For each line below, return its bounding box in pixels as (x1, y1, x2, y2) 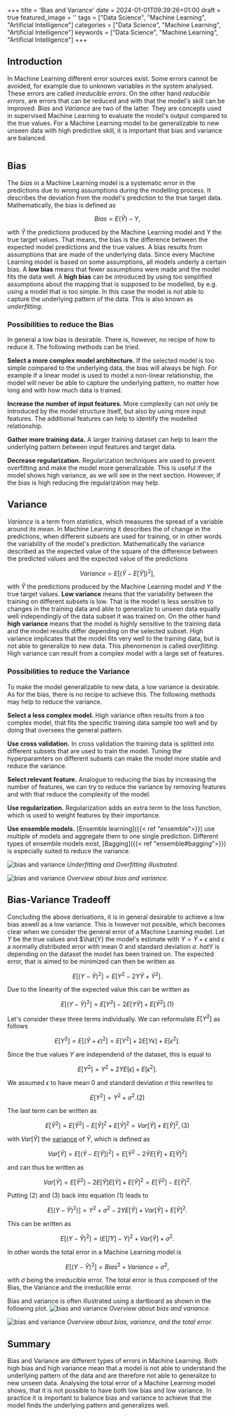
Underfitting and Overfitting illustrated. (66, 860, 179, 869)
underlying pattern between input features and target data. (7, 443, 177, 451)
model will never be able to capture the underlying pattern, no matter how (7, 378, 220, 387)
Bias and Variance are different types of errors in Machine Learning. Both (7, 1357, 218, 1365)
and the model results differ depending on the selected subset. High (7, 627, 204, 635)
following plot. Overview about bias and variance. (7, 1304, 211, 1313)
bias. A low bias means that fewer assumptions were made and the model (7, 265, 220, 273)
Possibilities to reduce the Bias (7, 319, 114, 329)
